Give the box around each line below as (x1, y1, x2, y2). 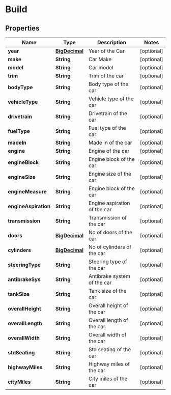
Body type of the (88, 80, 129, 88)
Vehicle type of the (88, 95, 134, 102)
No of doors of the (88, 229, 133, 236)
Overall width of (88, 331, 127, 338)
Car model (88, 64, 113, 71)
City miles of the (88, 375, 128, 382)
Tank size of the (88, 288, 127, 294)
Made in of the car (88, 139, 132, 146)
